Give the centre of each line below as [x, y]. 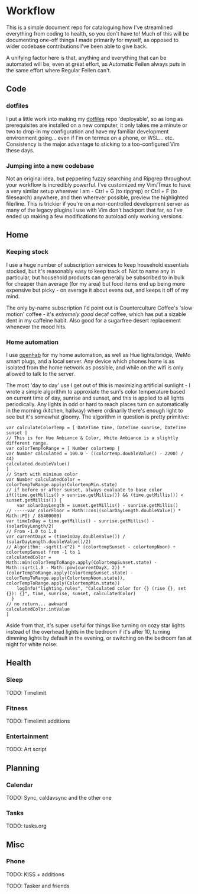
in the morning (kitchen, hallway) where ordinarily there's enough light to [95, 410]
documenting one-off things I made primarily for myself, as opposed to [92, 40]
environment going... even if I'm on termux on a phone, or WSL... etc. [90, 138]
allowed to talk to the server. [40, 373]
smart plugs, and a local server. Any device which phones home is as [90, 361]
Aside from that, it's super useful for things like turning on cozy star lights [95, 625]
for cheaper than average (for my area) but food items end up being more [95, 283]
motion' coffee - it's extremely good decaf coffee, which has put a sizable [96, 314]
